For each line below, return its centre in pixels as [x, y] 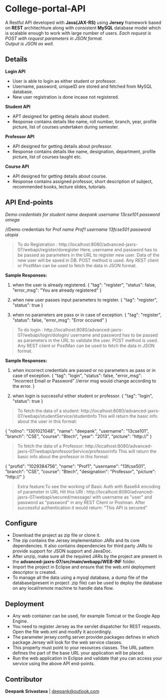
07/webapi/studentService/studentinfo [57, 416]
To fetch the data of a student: [48, 411]
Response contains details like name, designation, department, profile [84, 151]
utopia [12, 234]
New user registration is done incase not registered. [66, 97]
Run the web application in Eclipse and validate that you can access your [87, 658]
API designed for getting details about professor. [62, 146]
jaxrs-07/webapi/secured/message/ [54, 497]
